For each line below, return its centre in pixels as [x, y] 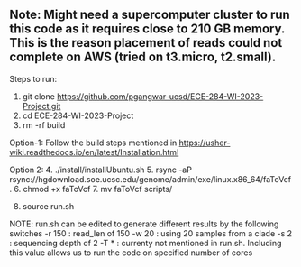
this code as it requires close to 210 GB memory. [147, 29]
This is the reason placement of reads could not [146, 43]
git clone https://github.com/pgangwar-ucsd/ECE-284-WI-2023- [143, 96]
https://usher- [205, 143]
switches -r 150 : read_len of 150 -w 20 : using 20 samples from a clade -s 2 [151, 233]
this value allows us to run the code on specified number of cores [131, 253]
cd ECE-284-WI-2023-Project [78, 115]
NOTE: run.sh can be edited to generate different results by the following [144, 224]
